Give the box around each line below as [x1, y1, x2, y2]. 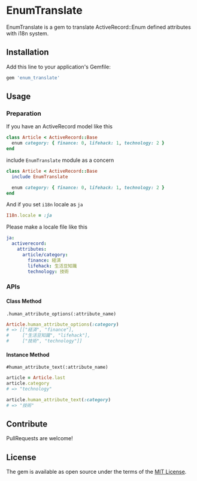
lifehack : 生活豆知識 [28, 263, 77, 269]
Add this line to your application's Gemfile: [6, 63, 111, 70]
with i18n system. [6, 29, 49, 37]
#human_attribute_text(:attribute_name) [6, 364, 109, 371]
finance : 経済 [28, 257, 61, 263]
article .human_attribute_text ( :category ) [6, 396, 111, 402]
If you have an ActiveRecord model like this [6, 123, 113, 130]
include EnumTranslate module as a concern [6, 157, 114, 164]
